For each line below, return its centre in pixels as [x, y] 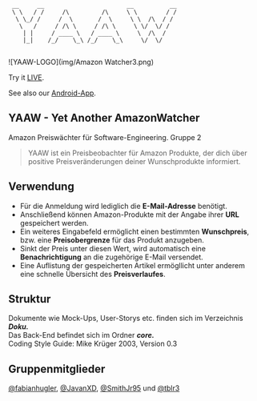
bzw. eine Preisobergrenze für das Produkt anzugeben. [112, 240]
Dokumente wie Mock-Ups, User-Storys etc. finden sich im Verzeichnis [126, 319]
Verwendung [41, 187]
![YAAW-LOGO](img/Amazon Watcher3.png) [81, 62]
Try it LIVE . [26, 77]
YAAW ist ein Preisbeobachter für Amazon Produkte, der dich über [137, 153]
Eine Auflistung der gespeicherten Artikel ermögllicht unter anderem [133, 265]
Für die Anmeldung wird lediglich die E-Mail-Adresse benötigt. [124, 206]
